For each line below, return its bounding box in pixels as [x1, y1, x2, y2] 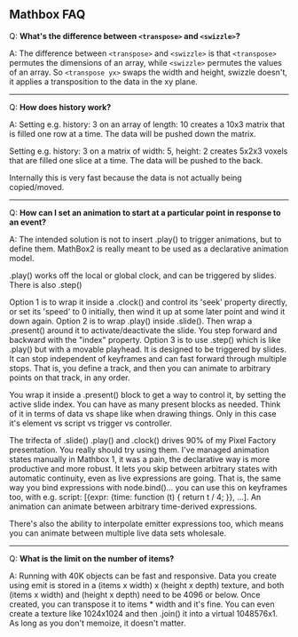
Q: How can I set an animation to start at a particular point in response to [9, 207, 281, 218]
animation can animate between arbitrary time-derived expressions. [9, 501, 257, 512]
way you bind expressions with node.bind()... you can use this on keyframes [9, 482, 288, 492]
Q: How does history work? [9, 101, 112, 112]
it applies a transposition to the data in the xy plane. [9, 76, 198, 87]
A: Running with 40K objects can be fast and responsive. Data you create [9, 570, 277, 581]
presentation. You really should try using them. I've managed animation [9, 444, 270, 455]
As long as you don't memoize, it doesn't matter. [9, 617, 186, 628]
